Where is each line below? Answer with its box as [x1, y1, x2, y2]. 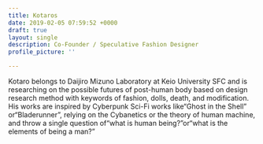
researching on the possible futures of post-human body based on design [8, 85, 248, 94]
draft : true [8, 26, 47, 34]
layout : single [8, 33, 58, 42]
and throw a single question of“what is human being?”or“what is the [8, 119, 228, 127]
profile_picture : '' [8, 48, 76, 56]
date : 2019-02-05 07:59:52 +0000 [8, 19, 118, 27]
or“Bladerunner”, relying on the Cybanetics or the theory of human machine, [8, 110, 256, 119]
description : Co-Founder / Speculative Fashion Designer [8, 41, 199, 49]
